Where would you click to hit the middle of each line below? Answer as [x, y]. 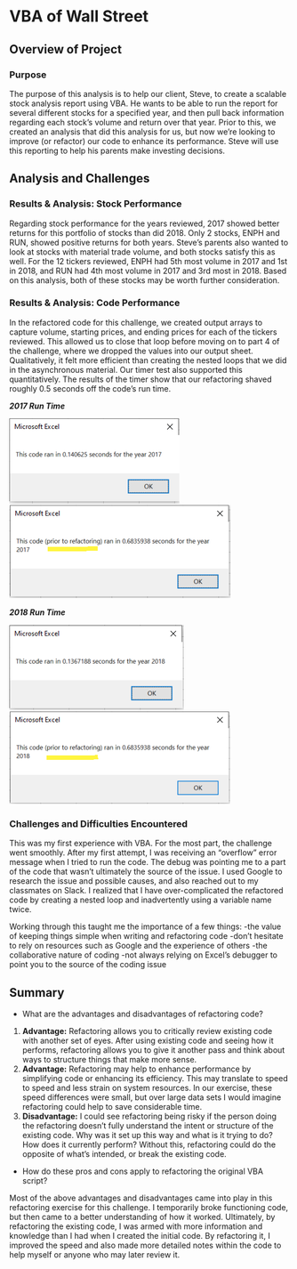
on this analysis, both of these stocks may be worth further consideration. [144, 280]
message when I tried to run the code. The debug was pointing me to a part [148, 862]
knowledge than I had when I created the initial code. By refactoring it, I [140, 1235]
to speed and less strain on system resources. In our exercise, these [147, 1087]
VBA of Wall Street [79, 16]
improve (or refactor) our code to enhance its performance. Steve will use [144, 141]
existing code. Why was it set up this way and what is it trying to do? [147, 1135]
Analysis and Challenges [80, 178]
